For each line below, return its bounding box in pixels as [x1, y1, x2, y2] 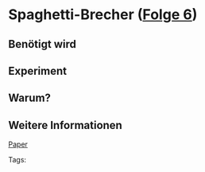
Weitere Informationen [8, 118, 123, 132]
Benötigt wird [8, 37, 77, 51]
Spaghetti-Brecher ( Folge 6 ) [8, 6, 198, 24]
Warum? [8, 92, 52, 105]
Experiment [8, 64, 68, 77]
